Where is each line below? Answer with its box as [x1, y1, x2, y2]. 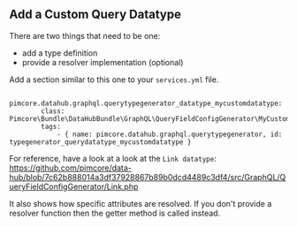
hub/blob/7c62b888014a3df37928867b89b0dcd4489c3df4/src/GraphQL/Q [9, 171, 286, 182]
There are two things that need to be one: [9, 30, 161, 41]
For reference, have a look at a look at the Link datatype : [9, 153, 217, 163]
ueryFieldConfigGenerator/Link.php [9, 181, 139, 192]
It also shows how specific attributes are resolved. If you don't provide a [9, 198, 272, 208]
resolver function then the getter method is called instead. [9, 208, 221, 218]
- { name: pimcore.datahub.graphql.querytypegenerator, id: [56, 130, 283, 139]
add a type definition [21, 48, 98, 58]
